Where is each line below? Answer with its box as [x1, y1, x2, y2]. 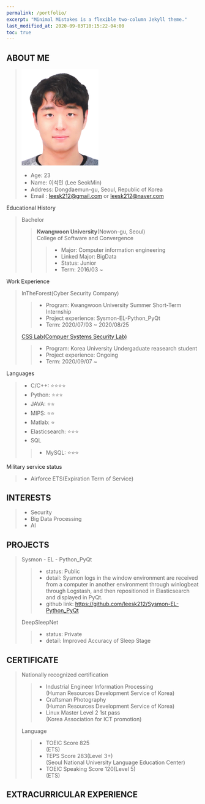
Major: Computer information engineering [61, 246, 166, 254]
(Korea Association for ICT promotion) [45, 715, 142, 722]
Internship [45, 308, 72, 315]
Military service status [6, 463, 62, 470]
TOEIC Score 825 [45, 739, 90, 746]
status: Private [45, 631, 83, 638]
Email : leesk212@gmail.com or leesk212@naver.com [30, 192, 164, 199]
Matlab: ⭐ [30, 419, 55, 426]
